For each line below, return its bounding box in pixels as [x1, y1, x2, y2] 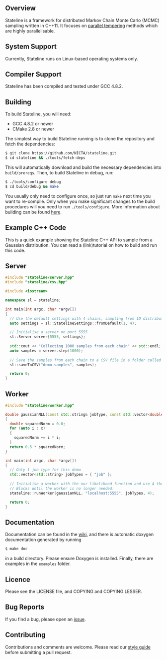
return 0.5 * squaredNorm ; [9, 444, 66, 449]
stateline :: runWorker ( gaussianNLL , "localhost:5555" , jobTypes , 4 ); [9, 491, 155, 496]
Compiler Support [5, 70, 62, 79]
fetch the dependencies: [5, 141, 56, 147]
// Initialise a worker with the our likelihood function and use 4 [9, 482, 155, 487]
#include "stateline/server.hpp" [5, 275, 75, 280]
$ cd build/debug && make [5, 184, 59, 189]
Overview [5, 4, 36, 12]
